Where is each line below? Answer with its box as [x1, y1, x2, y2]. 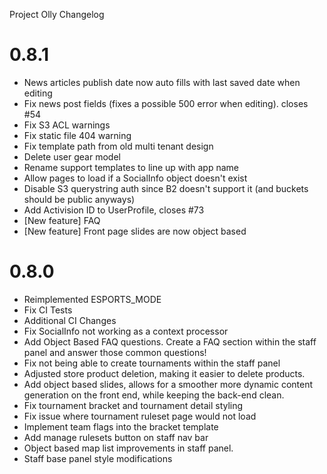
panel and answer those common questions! [23, 346, 207, 358]
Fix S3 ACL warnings [23, 119, 111, 131]
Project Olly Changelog [9, 9, 105, 20]
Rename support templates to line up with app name [23, 161, 239, 173]
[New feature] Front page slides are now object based [23, 225, 247, 237]
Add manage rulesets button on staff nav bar [23, 431, 209, 443]
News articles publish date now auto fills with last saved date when [23, 76, 301, 88]
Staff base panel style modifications [23, 452, 173, 464]
